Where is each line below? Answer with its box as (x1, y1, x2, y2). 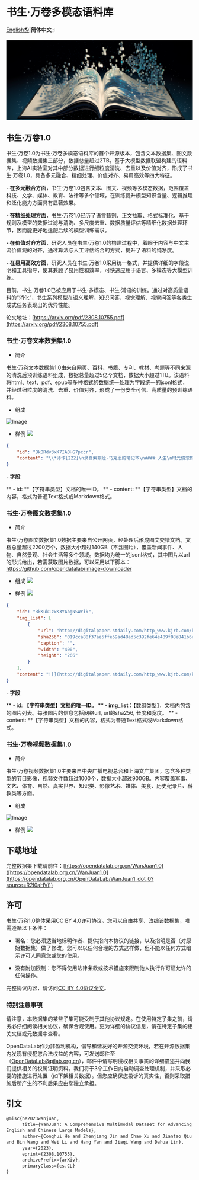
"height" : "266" (37, 653, 78, 658)
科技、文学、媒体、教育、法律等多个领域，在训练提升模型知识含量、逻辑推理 (6, 192, 193, 199)
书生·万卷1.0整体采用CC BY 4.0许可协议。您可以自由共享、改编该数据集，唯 (6, 917, 191, 924)
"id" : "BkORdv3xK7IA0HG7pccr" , (17, 449, 94, 455)
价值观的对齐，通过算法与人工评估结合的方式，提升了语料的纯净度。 (11, 247, 178, 254)
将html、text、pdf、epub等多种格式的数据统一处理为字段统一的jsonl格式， (6, 379, 188, 386)
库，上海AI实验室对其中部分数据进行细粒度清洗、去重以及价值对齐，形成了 (6, 164, 188, 172)
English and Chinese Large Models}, (6, 1127, 97, 1133)
